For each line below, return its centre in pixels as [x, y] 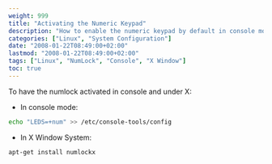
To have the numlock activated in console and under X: [100, 91]
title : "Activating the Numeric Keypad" [78, 23]
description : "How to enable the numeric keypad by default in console [132, 31]
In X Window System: [55, 137]
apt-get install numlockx [52, 152]
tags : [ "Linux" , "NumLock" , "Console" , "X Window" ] [97, 61]
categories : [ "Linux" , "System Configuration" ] [90, 38]
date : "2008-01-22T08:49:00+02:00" [68, 46]
